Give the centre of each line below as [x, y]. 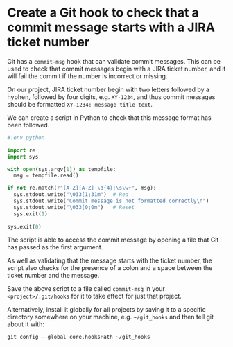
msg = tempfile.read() [46, 176]
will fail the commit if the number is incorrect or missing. [87, 76]
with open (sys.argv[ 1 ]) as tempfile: [62, 169]
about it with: [26, 324]
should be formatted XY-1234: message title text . [80, 104]
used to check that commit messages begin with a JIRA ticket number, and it [116, 69]
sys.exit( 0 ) [24, 226]
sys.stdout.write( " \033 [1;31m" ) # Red [71, 195]
